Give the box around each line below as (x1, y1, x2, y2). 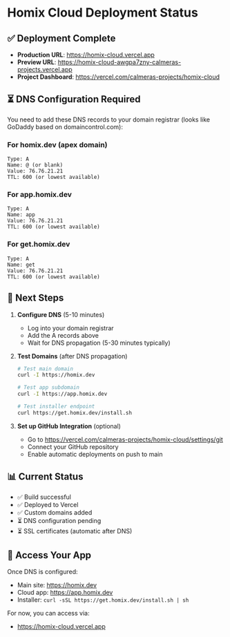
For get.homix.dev (7, 240, 70, 249)
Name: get (7, 261, 36, 268)
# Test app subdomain (17, 384, 79, 391)
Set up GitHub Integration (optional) (17, 421, 121, 430)
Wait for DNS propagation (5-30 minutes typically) (27, 339, 171, 347)
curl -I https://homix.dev (17, 372, 95, 379)
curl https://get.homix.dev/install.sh (17, 409, 133, 416)
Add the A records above (27, 331, 99, 339)
